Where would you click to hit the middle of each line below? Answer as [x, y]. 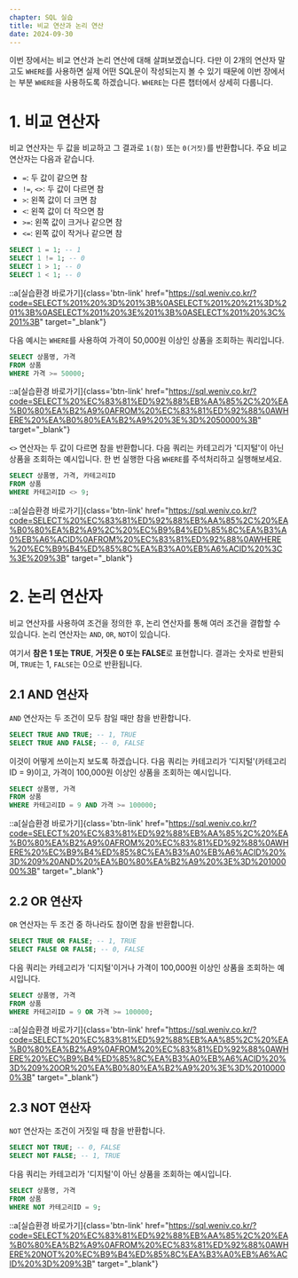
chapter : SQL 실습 [41, 17]
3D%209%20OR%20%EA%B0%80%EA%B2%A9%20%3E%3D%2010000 [147, 1068]
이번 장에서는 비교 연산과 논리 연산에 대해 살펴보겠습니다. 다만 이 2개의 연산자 [143, 60]
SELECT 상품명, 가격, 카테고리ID [63, 476]
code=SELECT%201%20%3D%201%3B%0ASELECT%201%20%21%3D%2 [148, 303]
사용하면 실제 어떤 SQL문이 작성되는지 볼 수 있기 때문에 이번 [158, 71]
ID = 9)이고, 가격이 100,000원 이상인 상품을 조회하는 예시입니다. [121, 772]
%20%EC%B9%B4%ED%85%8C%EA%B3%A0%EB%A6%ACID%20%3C [146, 549]
